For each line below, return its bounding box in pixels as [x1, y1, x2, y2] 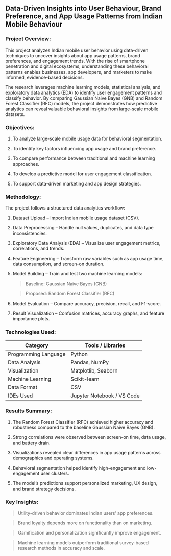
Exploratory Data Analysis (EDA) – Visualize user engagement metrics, [12, 240, 161, 246]
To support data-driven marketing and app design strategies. [12, 180, 141, 187]
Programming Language [8, 350, 66, 357]
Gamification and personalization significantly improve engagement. [17, 530, 162, 536]
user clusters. [40, 470, 70, 476]
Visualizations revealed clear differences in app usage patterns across [12, 449, 161, 455]
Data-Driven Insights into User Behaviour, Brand [5, 4, 162, 13]
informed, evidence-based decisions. [5, 74, 84, 80]
